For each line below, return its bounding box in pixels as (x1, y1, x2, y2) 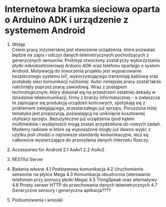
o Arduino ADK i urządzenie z (4, 14, 129, 25)
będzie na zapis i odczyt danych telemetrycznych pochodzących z (11, 51, 149, 58)
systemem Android (4, 25, 86, 36)
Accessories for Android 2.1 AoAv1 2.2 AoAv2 (11, 146, 105, 152)
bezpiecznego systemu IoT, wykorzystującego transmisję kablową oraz (11, 73, 159, 79)
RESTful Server (11, 156, 43, 162)
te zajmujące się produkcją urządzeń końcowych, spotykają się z (11, 99, 146, 105)
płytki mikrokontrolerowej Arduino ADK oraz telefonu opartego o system (11, 62, 160, 68)
